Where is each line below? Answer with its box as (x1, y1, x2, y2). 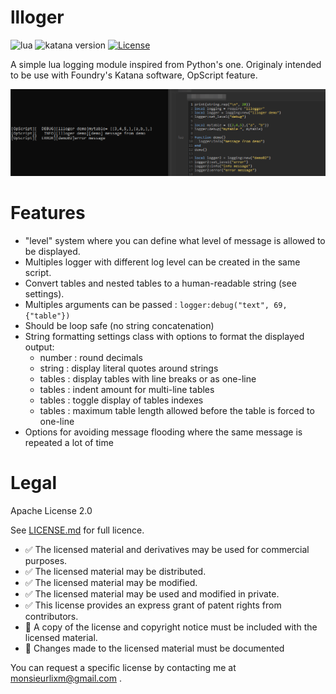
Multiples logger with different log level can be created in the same (24, 256, 301, 268)
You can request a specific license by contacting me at (10, 662, 237, 674)
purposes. (24, 555, 68, 567)
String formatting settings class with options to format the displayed (24, 331, 305, 343)
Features (10, 202, 86, 225)
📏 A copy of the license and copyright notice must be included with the (24, 621, 318, 633)
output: (24, 341, 55, 353)
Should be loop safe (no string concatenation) (24, 320, 215, 332)
